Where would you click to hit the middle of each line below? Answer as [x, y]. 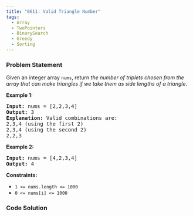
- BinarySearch [30, 33]
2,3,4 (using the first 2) [45, 124]
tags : [13, 17]
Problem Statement [34, 65]
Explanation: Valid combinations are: [62, 118]
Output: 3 [20, 112]
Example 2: [20, 147]
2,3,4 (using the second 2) [46, 130]
